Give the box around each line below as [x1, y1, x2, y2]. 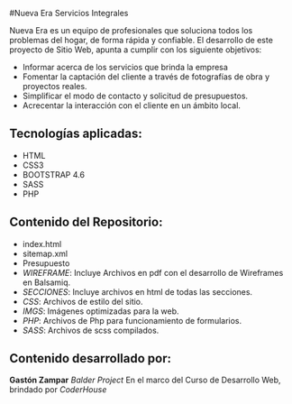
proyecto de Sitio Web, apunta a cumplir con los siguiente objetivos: [9, 44, 262, 55]
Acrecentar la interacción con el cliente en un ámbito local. [22, 100, 242, 111]
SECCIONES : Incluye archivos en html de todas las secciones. [22, 286, 253, 297]
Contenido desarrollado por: [9, 351, 172, 366]
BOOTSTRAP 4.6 [22, 169, 86, 179]
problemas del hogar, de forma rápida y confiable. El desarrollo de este [9, 35, 273, 45]
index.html [22, 238, 62, 249]
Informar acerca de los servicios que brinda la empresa [22, 62, 228, 72]
